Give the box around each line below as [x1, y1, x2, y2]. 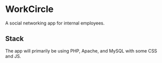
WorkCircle [5, 3, 54, 15]
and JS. [5, 53, 21, 59]
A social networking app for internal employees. [5, 20, 105, 26]
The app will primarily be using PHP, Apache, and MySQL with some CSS [5, 47, 157, 53]
